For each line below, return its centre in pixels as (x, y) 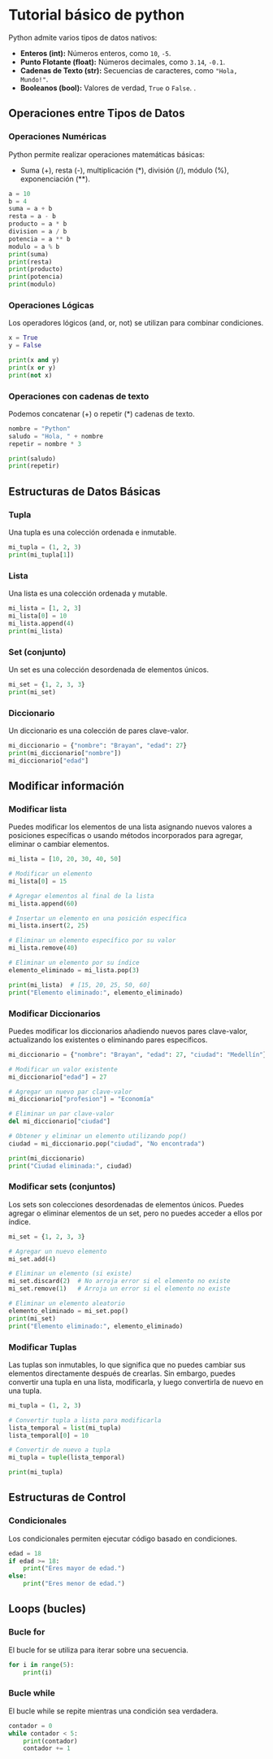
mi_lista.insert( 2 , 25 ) (49, 926)
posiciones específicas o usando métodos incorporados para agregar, (126, 836)
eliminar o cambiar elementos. (59, 845)
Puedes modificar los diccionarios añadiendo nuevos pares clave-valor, (128, 1031)
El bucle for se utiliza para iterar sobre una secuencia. (98, 1650)
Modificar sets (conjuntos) (62, 1187)
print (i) (38, 1672)
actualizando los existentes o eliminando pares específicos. (108, 1040)
